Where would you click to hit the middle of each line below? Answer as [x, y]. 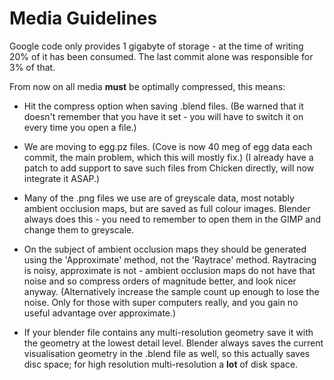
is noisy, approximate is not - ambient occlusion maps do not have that [169, 270]
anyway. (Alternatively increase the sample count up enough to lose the [171, 291]
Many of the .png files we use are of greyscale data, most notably [159, 198]
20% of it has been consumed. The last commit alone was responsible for [161, 56]
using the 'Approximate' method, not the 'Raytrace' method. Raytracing [170, 259]
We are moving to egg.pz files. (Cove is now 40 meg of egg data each [168, 146]
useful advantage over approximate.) [100, 313]
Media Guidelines [83, 18]
